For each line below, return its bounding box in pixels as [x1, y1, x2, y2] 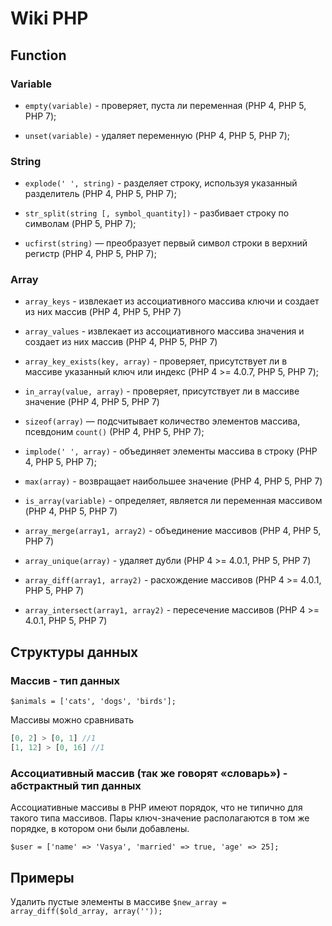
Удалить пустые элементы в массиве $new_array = [10, 896, 227, 908]
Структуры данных [10, 643, 139, 661]
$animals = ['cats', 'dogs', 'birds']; [10, 697, 177, 707]
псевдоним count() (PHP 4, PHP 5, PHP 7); [24, 426, 205, 438]
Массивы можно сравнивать [10, 714, 135, 726]
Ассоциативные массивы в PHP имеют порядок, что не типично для [10, 802, 303, 814]
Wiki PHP [10, 7, 89, 30]
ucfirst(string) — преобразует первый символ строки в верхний [24, 237, 308, 249]
